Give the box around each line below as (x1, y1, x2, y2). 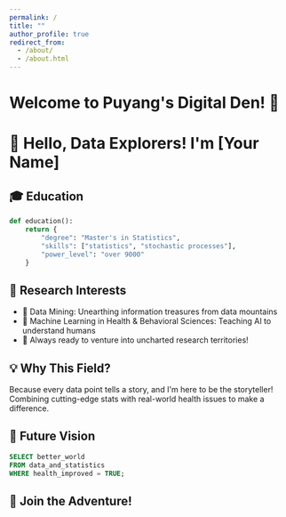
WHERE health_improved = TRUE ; (9, 469, 125, 478)
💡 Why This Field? (9, 360, 111, 376)
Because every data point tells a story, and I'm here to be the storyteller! (9, 384, 274, 395)
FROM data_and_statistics (9, 460, 105, 470)
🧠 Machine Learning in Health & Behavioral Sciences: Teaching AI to (21, 316, 272, 327)
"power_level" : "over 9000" (41, 250, 145, 259)
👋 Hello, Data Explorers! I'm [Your (9, 133, 259, 154)
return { (25, 225, 58, 234)
